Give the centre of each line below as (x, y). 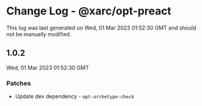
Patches (19, 83)
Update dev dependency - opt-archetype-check (75, 96)
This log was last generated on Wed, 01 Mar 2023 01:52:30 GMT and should (101, 28)
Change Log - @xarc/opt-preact (89, 11)
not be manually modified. (39, 34)
